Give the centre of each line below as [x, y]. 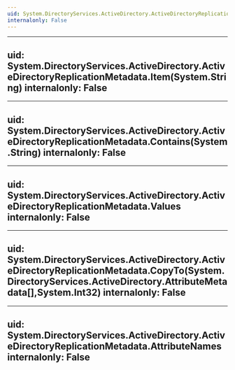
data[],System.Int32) [54, 293]
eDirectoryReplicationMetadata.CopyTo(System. [116, 271]
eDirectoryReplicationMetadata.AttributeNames [114, 347]
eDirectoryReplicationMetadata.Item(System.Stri [117, 77]
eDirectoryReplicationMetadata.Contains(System [117, 142]
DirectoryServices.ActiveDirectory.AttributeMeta [117, 282]
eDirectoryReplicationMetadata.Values [94, 206]
